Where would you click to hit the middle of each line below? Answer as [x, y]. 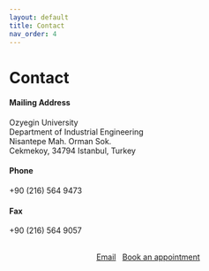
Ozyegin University [44, 122]
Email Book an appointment [148, 257]
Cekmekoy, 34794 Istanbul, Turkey [73, 151]
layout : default [39, 17]
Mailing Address [40, 103]
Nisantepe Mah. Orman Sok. [60, 141]
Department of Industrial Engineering [76, 132]
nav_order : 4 [33, 34]
